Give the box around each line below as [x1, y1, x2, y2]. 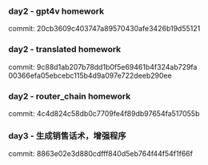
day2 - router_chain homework [8, 91, 131, 102]
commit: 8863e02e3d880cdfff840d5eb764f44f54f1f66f [8, 149, 194, 159]
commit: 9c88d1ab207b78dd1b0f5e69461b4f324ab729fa [8, 62, 198, 71]
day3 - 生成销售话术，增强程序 [8, 130, 126, 141]
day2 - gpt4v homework [8, 6, 105, 17]
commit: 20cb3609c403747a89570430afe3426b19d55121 [8, 24, 201, 34]
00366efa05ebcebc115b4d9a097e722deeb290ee [8, 70, 172, 80]
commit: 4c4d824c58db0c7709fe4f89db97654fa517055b [8, 108, 200, 118]
